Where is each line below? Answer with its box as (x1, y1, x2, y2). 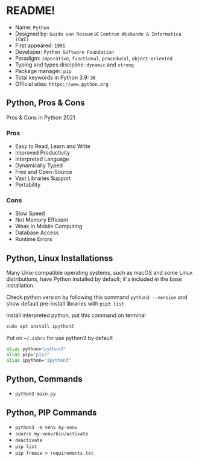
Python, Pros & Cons (6, 98, 86, 108)
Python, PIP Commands (6, 407, 97, 417)
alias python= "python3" (6, 346, 66, 352)
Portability (14, 181, 41, 188)
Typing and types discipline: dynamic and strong (14, 61, 134, 68)
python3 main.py (14, 391, 56, 397)
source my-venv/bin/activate (14, 431, 89, 437)
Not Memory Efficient (14, 216, 69, 223)
